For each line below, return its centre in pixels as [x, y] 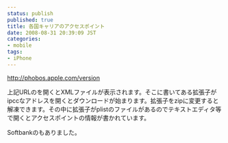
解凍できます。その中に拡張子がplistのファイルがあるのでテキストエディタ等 [114, 109]
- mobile [20, 45]
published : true [30, 20]
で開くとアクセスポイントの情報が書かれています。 [79, 118]
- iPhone [20, 58]
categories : [24, 39]
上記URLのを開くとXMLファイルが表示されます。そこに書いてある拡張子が [112, 92]
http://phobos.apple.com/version [54, 78]
